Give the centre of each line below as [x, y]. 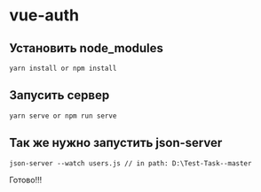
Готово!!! [26, 180]
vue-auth [44, 15]
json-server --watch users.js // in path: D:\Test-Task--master [130, 163]
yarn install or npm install [63, 68]
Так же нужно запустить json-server [116, 143]
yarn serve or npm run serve [63, 116]
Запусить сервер [59, 95]
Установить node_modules [87, 48]
